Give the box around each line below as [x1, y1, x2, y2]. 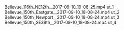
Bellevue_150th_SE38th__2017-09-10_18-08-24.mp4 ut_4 [4, 19, 117, 25]
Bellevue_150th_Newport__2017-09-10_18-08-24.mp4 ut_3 [4, 15, 120, 20]
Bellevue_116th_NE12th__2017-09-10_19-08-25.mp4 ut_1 [4, 4, 114, 10]
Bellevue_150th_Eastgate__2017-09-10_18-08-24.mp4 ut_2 [4, 9, 120, 15]
